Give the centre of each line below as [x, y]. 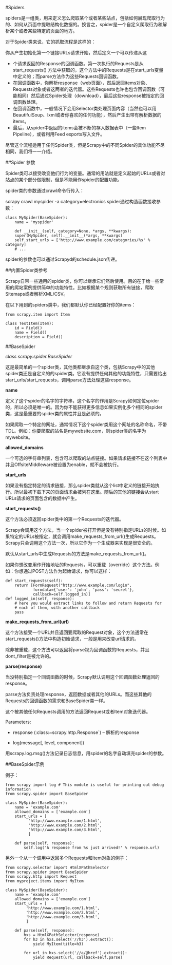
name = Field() [31, 333]
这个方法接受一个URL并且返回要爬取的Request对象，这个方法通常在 [77, 632]
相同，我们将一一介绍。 [30, 151]
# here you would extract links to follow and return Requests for [88, 603]
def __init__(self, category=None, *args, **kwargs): [73, 231]
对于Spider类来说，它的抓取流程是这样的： [51, 42]
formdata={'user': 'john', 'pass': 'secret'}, [83, 590]
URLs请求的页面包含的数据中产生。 [42, 498]
